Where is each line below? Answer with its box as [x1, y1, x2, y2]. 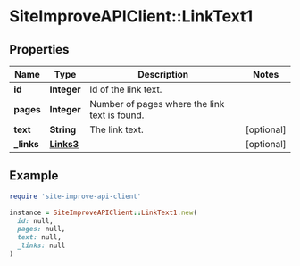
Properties [9, 42, 70, 57]
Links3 [49, 138, 79, 150]
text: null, [17, 233, 62, 242]
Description [137, 69, 189, 80]
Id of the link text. [88, 83, 162, 96]
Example [9, 168, 59, 184]
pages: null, [17, 225, 66, 234]
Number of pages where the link [88, 98, 225, 110]
